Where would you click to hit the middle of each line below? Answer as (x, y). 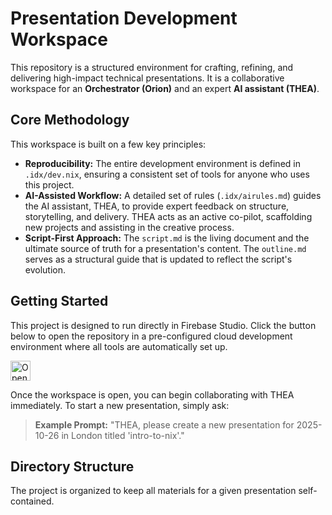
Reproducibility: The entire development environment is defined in (162, 163)
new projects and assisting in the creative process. (129, 227)
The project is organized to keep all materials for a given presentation (153, 491)
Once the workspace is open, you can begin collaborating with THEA (152, 394)
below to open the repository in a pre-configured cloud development (151, 336)
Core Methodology (70, 120)
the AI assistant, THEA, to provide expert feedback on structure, (157, 206)
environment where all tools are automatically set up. (119, 346)
